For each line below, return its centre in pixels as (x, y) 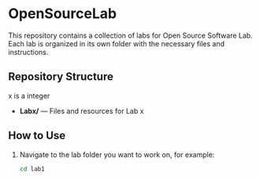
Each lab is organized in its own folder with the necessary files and (117, 43)
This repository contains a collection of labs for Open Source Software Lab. (131, 35)
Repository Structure (61, 77)
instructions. (28, 52)
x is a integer (29, 96)
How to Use (37, 135)
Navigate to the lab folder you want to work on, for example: (117, 155)
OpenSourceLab (62, 14)
